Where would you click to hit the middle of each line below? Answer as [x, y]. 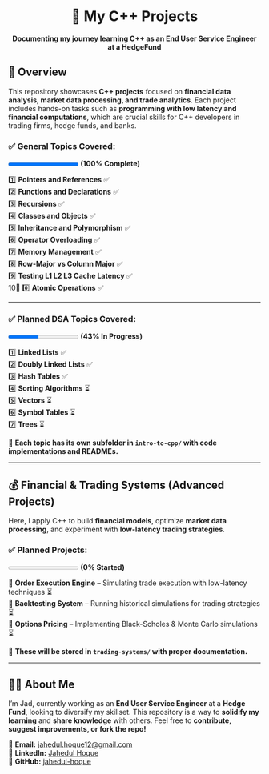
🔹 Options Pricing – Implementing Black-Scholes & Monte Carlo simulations [133, 624]
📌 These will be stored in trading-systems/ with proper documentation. [128, 652]
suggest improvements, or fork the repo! [77, 729]
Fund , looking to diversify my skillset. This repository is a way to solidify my [134, 712]
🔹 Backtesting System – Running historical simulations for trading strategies [134, 604]
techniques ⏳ [30, 592]
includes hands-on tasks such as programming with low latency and [122, 108]
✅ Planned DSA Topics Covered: [72, 319]
